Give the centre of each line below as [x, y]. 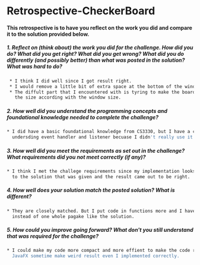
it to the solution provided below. [48, 34]
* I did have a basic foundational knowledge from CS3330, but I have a [99, 132]
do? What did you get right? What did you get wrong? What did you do [96, 54]
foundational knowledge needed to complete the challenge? [83, 117]
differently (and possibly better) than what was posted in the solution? [96, 60]
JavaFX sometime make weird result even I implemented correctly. [96, 256]
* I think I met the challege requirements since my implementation [93, 171]
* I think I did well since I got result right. [71, 81]
